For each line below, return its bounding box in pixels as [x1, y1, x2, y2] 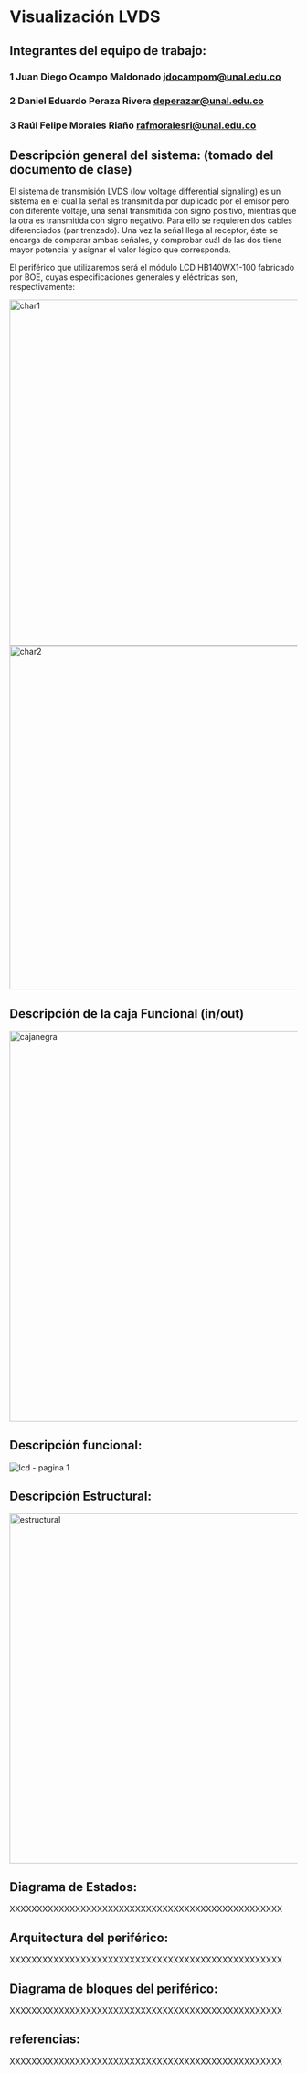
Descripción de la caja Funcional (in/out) [9, 1006, 245, 1021]
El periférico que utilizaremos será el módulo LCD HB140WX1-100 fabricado [9, 262, 295, 273]
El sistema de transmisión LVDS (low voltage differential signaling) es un [9, 186, 281, 198]
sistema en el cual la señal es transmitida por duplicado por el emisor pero [9, 196, 290, 207]
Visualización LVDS [9, 6, 161, 27]
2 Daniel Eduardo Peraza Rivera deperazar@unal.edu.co [9, 94, 265, 107]
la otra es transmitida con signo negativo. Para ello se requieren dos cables [9, 215, 292, 226]
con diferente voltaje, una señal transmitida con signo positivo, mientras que [9, 206, 297, 217]
